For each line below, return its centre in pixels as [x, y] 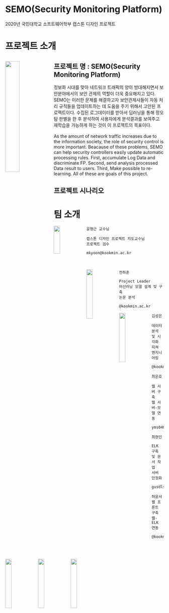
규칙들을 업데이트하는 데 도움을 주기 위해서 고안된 [107, 106]
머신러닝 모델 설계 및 [138, 287]
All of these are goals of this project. [110, 174]
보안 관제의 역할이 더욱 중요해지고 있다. [117, 93]
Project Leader [135, 282]
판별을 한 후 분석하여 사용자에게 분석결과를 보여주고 [109, 119]
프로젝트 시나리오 [79, 191]
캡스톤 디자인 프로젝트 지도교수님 [115, 239]
